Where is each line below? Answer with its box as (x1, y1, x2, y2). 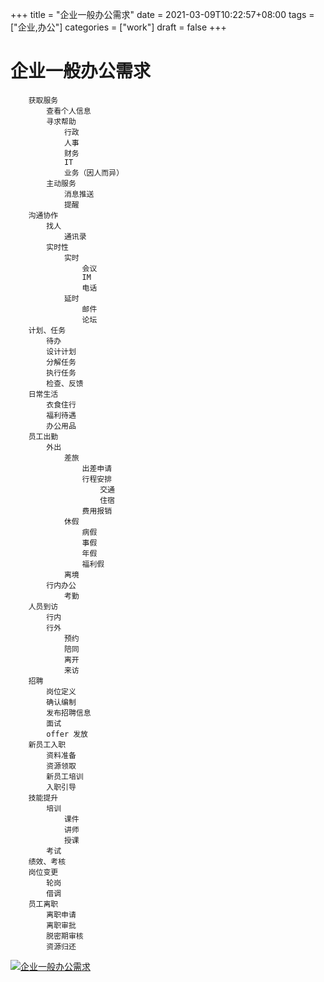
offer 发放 (46, 729, 89, 739)
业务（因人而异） (63, 168, 125, 178)
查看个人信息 (46, 106, 92, 116)
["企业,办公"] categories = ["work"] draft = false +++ (10, 21, 227, 33)
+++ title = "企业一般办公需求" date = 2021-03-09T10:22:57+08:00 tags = (10, 9, 315, 20)
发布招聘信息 (46, 708, 92, 718)
